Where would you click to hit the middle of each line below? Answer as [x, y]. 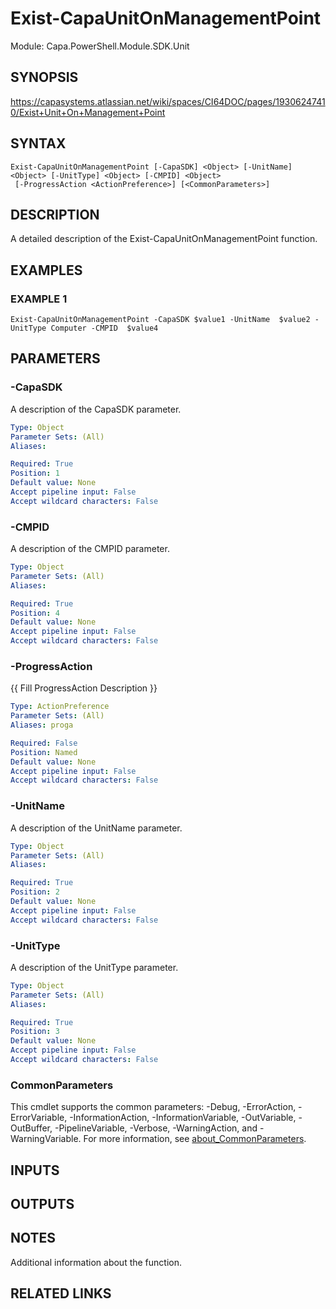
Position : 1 [35, 473]
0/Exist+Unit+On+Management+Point [88, 112]
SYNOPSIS [44, 77]
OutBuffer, [31, 1128]
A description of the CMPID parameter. [90, 549]
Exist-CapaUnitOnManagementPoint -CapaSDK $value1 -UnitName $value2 [160, 320]
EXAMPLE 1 [39, 299]
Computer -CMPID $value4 [104, 328]
